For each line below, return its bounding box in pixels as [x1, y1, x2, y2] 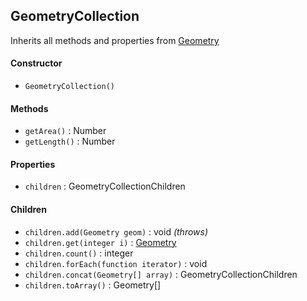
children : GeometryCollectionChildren [24, 180, 186, 193]
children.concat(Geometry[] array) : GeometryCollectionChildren [24, 268, 298, 280]
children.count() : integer [24, 247, 134, 259]
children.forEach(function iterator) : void [24, 257, 208, 269]
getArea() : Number [24, 125, 107, 137]
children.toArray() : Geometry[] [24, 279, 162, 291]
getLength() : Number [24, 135, 116, 148]
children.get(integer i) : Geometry [24, 236, 177, 248]
